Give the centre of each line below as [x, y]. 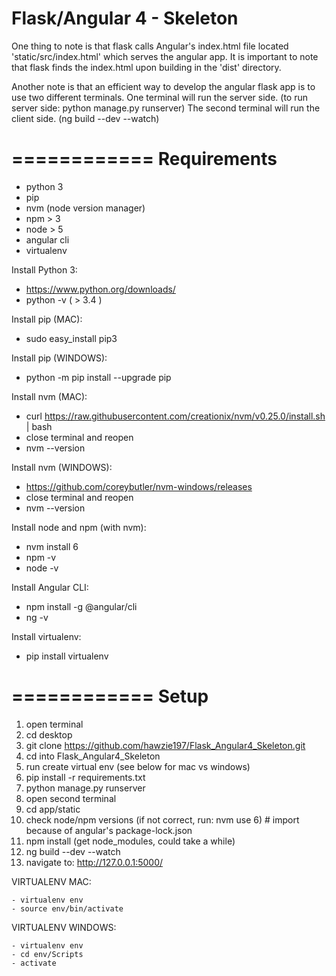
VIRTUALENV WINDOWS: [64, 927]
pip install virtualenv [67, 656]
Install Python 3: [44, 269]
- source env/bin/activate [67, 908]
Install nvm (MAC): [49, 396]
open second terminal [71, 798]
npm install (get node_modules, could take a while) [130, 841]
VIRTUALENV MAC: [51, 881]
